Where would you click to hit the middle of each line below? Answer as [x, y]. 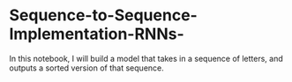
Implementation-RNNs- [97, 34]
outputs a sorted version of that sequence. [87, 68]
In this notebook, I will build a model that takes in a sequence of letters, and [146, 58]
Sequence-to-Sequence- [104, 15]
